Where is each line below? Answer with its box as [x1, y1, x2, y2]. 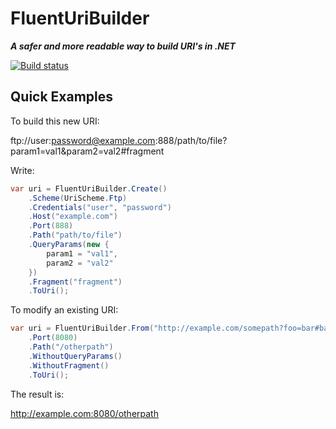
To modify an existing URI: [10, 304, 119, 316]
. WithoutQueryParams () [28, 351, 123, 361]
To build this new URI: [10, 115, 100, 127]
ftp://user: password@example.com [10, 134, 156, 146]
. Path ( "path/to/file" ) [28, 230, 123, 241]
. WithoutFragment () [28, 360, 110, 371]
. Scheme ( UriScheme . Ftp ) [28, 193, 128, 203]
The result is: [10, 388, 65, 400]
